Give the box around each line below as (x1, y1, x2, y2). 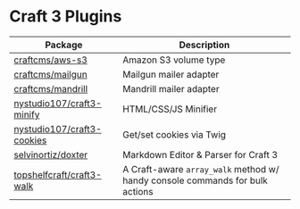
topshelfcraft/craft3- (13, 168, 103, 180)
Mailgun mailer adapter (122, 68, 220, 80)
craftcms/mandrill (13, 82, 88, 95)
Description (179, 38, 230, 51)
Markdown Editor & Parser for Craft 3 (122, 148, 279, 161)
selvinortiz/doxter (13, 148, 88, 161)
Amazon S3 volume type (122, 54, 226, 66)
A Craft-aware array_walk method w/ (122, 163, 279, 175)
